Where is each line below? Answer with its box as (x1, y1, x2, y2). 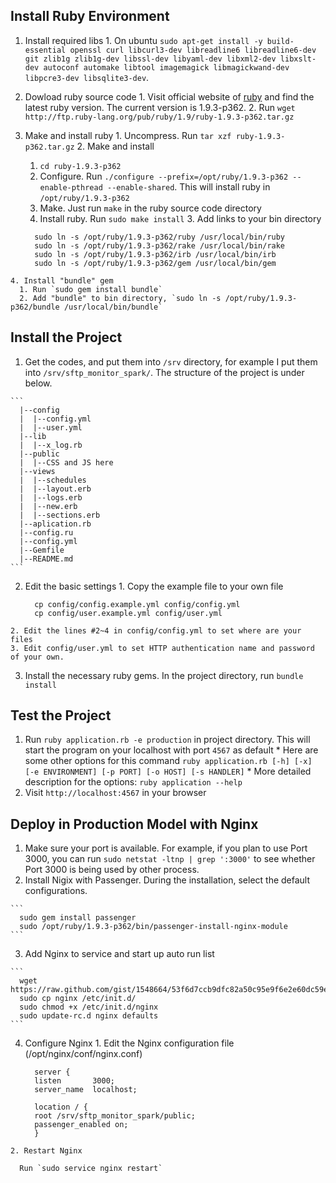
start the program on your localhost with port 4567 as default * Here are (24, 744, 319, 756)
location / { (34, 1102, 89, 1113)
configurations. (24, 885, 88, 897)
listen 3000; (34, 1076, 115, 1086)
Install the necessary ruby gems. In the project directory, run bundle (24, 669, 304, 681)
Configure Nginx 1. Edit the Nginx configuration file (24, 1037, 235, 1049)
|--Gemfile (19, 545, 65, 555)
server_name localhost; (34, 1085, 138, 1095)
